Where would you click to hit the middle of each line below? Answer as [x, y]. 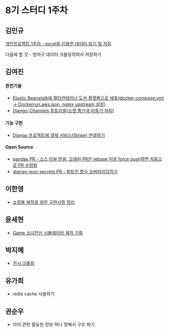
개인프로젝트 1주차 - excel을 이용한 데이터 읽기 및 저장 [58, 44]
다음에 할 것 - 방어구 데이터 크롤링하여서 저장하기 [53, 54]
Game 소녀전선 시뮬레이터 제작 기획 [48, 232]
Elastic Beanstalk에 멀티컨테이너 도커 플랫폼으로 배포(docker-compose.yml [88, 98]
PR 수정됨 [28, 165]
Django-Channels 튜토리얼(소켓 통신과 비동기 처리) [63, 110]
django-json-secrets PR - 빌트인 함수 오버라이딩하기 [65, 172]
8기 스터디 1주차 [37, 10]
